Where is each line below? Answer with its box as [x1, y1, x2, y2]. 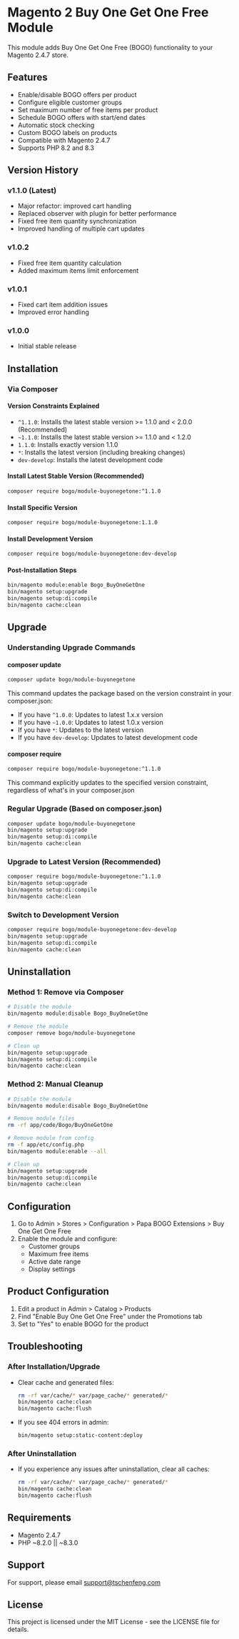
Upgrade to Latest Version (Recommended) [7, 856, 161, 866]
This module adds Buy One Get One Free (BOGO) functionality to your [7, 43, 213, 51]
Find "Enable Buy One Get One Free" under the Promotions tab [17, 1312, 203, 1320]
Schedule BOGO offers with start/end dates [17, 113, 146, 121]
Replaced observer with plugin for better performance [17, 209, 177, 218]
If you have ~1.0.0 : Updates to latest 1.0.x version [17, 718, 164, 727]
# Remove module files [7, 1115, 75, 1122]
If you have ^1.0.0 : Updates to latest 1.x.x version [17, 711, 163, 719]
